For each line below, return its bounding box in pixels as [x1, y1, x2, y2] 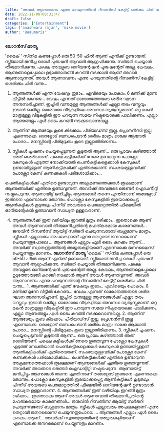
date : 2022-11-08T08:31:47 [5, 12, 60, 17]
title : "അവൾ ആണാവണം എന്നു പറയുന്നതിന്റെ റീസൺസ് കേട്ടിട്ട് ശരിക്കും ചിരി [5, 7, 154, 12]
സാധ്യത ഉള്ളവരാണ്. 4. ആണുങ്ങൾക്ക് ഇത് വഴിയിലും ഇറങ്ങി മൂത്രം [12, 388, 145, 393]
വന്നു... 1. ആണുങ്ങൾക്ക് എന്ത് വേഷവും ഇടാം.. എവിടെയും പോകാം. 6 [12, 283, 149, 288]
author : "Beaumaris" [5, 30, 47, 35]
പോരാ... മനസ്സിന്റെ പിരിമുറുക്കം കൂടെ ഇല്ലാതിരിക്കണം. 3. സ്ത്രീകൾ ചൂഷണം [12, 327, 155, 332]
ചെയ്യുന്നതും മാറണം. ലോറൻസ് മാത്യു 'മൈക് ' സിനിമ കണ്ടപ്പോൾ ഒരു [12, 250, 151, 256]
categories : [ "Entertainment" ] [5, 21, 69, 26]
